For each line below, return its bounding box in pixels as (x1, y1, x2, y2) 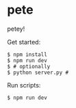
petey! (7, 25, 25, 33)
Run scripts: (7, 81, 41, 89)
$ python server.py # (7, 69, 69, 76)
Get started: (7, 38, 41, 46)
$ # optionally (7, 63, 51, 70)
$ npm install (7, 51, 48, 58)
